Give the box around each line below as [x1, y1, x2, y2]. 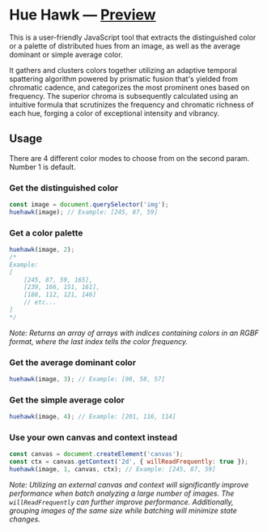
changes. [9, 514, 41, 524]
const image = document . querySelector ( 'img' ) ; [9, 201, 169, 209]
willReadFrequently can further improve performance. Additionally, [9, 497, 234, 507]
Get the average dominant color [9, 356, 137, 368]
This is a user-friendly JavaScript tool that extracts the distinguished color [9, 32, 256, 42]
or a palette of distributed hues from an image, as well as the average [9, 40, 241, 50]
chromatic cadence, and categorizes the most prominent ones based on [9, 83, 250, 92]
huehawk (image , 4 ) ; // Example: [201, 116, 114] [9, 413, 176, 421]
